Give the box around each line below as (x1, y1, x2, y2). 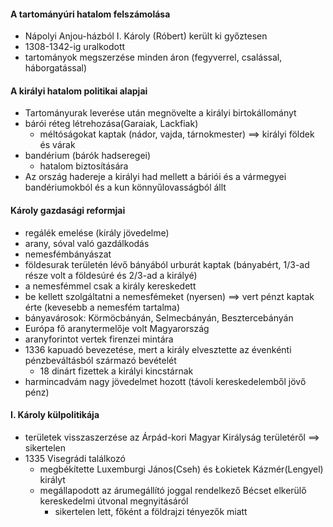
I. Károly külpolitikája (10, 409, 100, 421)
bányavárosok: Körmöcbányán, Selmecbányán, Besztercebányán (24, 311, 294, 324)
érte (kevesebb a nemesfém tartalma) (24, 301, 181, 313)
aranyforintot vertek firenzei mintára (24, 333, 174, 345)
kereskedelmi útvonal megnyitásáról (39, 495, 189, 507)
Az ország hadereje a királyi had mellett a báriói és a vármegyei (24, 171, 287, 183)
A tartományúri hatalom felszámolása (10, 8, 171, 20)
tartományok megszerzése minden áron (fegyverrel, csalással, (24, 51, 283, 64)
